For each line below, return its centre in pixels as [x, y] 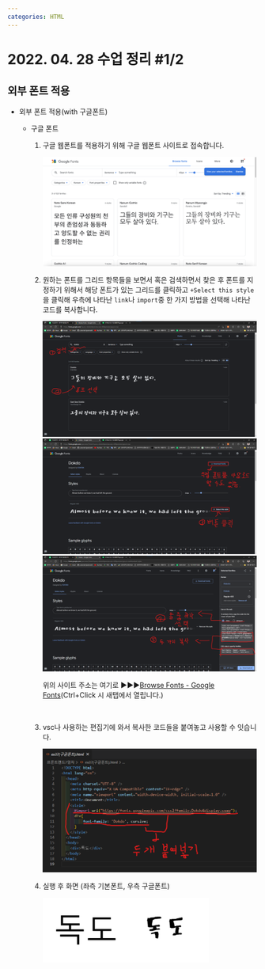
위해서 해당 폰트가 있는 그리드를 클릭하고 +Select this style [159, 290]
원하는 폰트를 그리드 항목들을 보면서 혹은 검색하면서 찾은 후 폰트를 [144, 280]
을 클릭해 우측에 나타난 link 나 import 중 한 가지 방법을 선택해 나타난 [146, 300]
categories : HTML [36, 17]
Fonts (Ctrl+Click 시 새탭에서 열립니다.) [103, 695]
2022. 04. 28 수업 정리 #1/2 [96, 59]
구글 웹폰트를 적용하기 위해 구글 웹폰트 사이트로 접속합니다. [133, 145]
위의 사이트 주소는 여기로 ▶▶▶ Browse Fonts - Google [129, 686]
